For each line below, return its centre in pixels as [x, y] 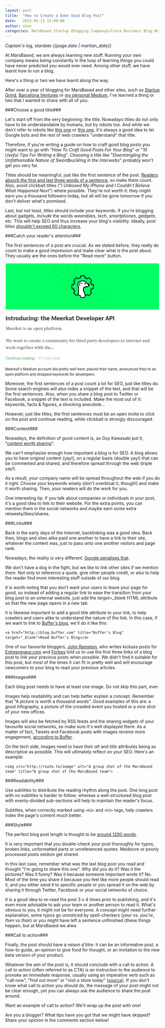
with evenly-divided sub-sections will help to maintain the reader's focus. [79, 800]
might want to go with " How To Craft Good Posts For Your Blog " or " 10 [76, 150]
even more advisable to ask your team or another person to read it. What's [80, 905]
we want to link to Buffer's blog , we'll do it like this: [56, 623]
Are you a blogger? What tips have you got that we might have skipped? [78, 1015]
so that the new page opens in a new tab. [47, 603]
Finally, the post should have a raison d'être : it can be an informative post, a [82, 944]
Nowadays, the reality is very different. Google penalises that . [68, 558]
